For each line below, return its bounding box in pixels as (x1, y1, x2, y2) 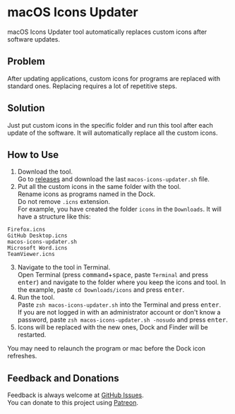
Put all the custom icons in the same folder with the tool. (17, 183, 181, 191)
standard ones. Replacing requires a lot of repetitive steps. (7, 82, 178, 90)
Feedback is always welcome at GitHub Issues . (7, 391, 144, 399)
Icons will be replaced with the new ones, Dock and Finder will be (17, 323, 208, 331)
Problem (7, 56, 46, 68)
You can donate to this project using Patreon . (7, 398, 139, 407)
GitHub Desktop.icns (7, 232, 68, 240)
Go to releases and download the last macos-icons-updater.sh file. (17, 175, 210, 183)
